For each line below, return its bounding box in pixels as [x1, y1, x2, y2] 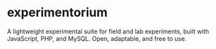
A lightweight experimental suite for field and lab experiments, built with [7, 27, 210, 35]
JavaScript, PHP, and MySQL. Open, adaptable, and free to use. [7, 34, 187, 42]
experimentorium [7, 5, 108, 20]
